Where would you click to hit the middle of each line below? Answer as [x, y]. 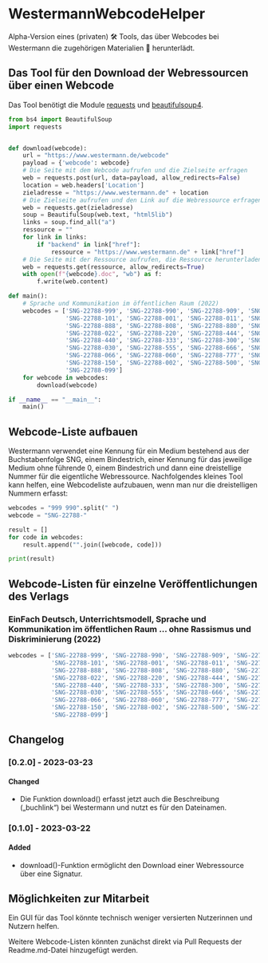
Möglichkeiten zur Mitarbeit [79, 898]
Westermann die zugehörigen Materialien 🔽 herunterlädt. [102, 48]
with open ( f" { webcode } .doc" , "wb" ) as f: [92, 274]
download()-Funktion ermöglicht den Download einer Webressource [132, 865]
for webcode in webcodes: [66, 377]
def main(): [28, 296]
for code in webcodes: [46, 537]
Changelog [36, 740]
